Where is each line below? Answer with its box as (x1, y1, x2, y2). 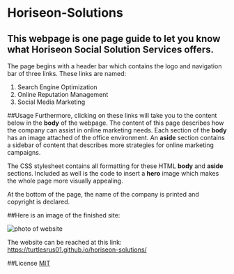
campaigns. (7, 149, 41, 156)
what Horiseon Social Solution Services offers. (7, 43, 214, 55)
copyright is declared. (7, 197, 70, 206)
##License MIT (7, 259, 51, 267)
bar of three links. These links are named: (7, 70, 127, 77)
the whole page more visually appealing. (7, 176, 123, 185)
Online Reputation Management (17, 91, 109, 98)
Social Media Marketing (17, 98, 86, 106)
